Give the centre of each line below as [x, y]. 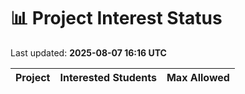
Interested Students [108, 77]
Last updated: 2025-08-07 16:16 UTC [88, 52]
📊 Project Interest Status [116, 18]
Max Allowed [198, 77]
